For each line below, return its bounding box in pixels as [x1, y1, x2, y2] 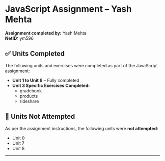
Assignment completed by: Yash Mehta [5, 30, 87, 36]
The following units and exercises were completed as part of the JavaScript [5, 62, 158, 68]
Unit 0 [12, 135, 25, 141]
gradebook [19, 87, 42, 94]
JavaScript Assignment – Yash [5, 3, 132, 15]
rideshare [19, 98, 39, 104]
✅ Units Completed [5, 50, 65, 58]
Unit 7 [12, 140, 25, 146]
